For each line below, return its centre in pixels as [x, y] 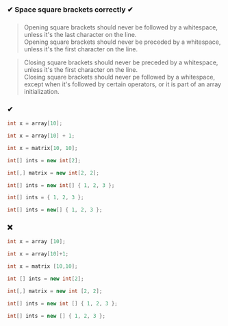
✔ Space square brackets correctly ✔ [70, 10]
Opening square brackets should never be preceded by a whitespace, [122, 42]
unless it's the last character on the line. [80, 34]
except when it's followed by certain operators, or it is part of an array [122, 84]
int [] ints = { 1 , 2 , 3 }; [46, 198]
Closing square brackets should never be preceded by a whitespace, [121, 62]
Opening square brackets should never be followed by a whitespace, [121, 27]
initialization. [41, 91]
